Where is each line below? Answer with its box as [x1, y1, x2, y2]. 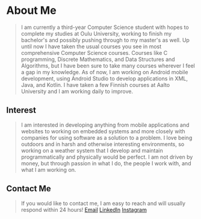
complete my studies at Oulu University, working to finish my [20, 30, 172, 37]
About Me [6, 4, 57, 17]
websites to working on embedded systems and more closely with [20, 127, 185, 135]
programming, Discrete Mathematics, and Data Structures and [20, 56, 176, 63]
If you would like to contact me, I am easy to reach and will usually [20, 200, 185, 207]
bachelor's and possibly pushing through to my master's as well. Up [20, 36, 190, 43]
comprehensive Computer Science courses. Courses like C [20, 49, 168, 56]
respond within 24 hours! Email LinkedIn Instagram [20, 206, 147, 213]
